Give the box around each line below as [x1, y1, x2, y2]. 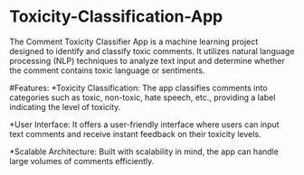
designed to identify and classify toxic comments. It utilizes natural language [9, 45, 295, 56]
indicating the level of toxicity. [9, 101, 121, 112]
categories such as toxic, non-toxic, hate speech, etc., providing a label [9, 92, 276, 103]
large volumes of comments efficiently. [9, 155, 155, 166]
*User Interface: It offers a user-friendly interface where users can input [9, 119, 280, 130]
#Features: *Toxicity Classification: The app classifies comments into [9, 82, 269, 93]
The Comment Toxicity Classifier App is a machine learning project [9, 36, 259, 47]
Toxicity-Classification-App [9, 6, 223, 27]
